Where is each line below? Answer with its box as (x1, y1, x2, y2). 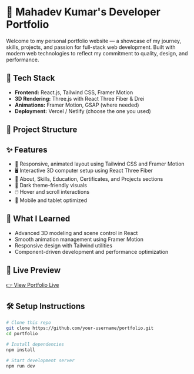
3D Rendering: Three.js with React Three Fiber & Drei (14, 95, 145, 102)
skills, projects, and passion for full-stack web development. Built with (6, 44, 176, 51)
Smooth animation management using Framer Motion (14, 236, 144, 243)
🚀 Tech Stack (6, 73, 55, 83)
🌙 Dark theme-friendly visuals (14, 181, 87, 188)
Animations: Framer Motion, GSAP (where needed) (14, 101, 139, 108)
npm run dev (6, 363, 35, 369)
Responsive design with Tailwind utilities (14, 241, 113, 249)
